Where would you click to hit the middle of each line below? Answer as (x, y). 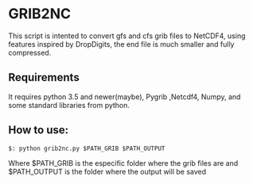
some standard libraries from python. (69, 105)
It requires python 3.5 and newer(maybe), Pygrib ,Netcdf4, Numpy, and (125, 97)
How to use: (39, 130)
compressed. (30, 52)
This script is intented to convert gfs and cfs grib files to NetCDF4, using (127, 36)
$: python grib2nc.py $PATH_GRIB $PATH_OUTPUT (87, 148)
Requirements (44, 77)
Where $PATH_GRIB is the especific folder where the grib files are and (123, 163)
